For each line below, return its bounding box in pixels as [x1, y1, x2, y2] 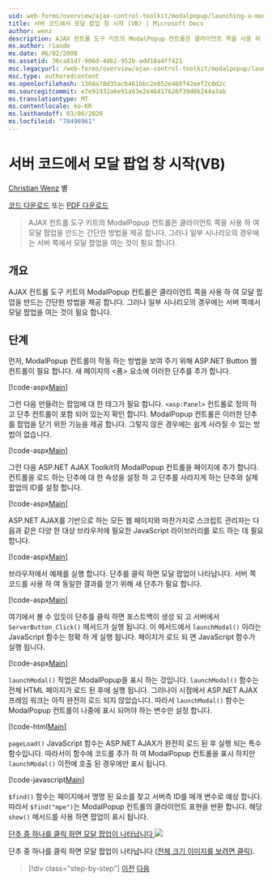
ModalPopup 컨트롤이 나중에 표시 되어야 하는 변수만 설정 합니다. [8, 706, 213, 716]
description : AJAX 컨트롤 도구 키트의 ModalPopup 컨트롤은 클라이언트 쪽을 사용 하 [8, 34, 261, 43]
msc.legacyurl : [8, 65, 60, 73]
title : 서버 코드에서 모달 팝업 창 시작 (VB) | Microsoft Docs [8, 19, 204, 28]
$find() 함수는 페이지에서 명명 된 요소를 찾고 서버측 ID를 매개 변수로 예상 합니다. [8, 792, 263, 802]
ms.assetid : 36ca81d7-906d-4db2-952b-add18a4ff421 [8, 58, 183, 66]
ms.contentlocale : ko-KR [8, 102, 92, 110]
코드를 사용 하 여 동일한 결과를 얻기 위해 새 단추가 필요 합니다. [8, 579, 202, 588]
